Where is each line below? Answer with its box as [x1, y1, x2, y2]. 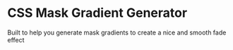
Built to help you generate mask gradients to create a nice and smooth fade [7, 28, 227, 37]
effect [7, 35, 25, 44]
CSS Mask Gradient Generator [7, 5, 188, 21]
